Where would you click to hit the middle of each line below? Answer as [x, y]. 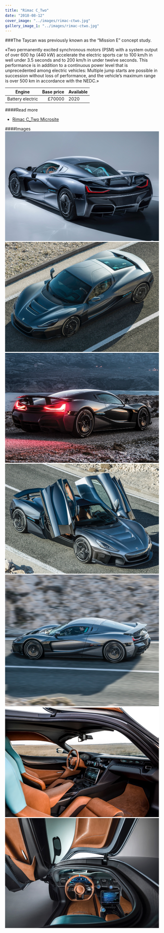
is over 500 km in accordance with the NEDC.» [52, 81]
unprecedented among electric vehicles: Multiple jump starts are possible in [81, 70]
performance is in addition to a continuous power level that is [67, 65]
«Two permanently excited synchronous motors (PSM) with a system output [81, 50]
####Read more [21, 109]
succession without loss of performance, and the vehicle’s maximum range [81, 76]
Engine [23, 92]
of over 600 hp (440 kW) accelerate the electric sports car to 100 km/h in [79, 55]
